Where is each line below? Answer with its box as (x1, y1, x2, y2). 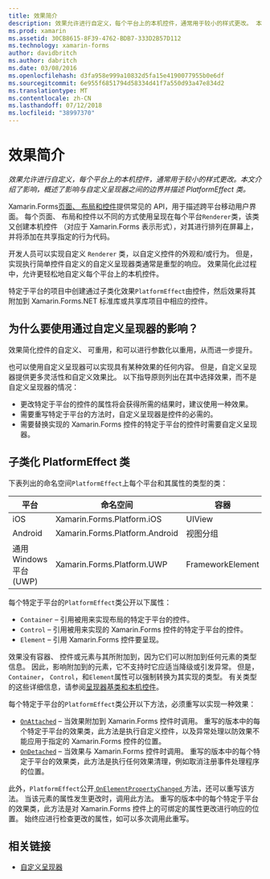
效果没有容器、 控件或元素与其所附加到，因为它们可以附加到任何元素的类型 (8, 651, 257, 661)
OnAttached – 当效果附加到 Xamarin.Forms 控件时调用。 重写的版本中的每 (19, 716, 261, 725)
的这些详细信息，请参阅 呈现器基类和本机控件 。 (8, 682, 163, 691)
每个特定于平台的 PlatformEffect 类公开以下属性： (8, 597, 172, 607)
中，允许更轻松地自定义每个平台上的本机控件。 (8, 269, 163, 279)
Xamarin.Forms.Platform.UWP (55, 559, 168, 570)
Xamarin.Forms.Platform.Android (55, 527, 178, 539)
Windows (12, 553, 48, 564)
